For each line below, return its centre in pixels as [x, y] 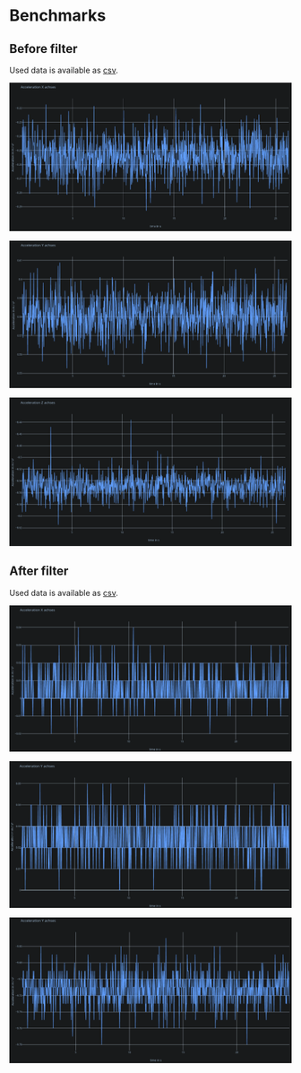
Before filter [43, 49]
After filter [39, 571]
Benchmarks [58, 16]
